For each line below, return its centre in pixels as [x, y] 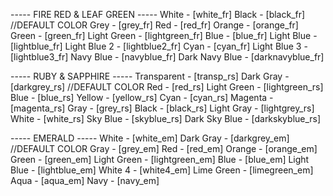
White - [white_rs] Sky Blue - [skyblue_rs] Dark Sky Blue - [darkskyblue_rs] [166, 118]
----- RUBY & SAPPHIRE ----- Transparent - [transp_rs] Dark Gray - [150, 76]
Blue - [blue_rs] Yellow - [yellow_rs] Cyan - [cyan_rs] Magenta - [142, 97]
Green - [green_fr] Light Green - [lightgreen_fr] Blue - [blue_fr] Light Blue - [164, 35]
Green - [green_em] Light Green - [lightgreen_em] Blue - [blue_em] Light [160, 159]
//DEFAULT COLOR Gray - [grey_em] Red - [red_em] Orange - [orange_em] [164, 148]
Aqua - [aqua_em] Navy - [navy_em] [85, 180]
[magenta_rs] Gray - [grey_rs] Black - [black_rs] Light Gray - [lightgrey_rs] [162, 108]
